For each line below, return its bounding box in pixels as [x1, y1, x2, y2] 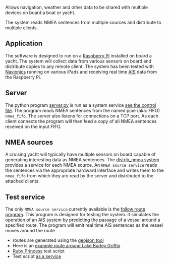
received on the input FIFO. [5, 123, 62, 129]
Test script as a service [12, 253, 62, 259]
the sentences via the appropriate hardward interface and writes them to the [5, 167, 164, 173]
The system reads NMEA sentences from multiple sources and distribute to [5, 20, 161, 25]
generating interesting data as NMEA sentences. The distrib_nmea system [5, 157, 159, 163]
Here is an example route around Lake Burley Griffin [12, 243, 121, 249]
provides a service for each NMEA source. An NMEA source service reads [5, 162, 157, 168]
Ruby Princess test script [12, 248, 65, 254]
